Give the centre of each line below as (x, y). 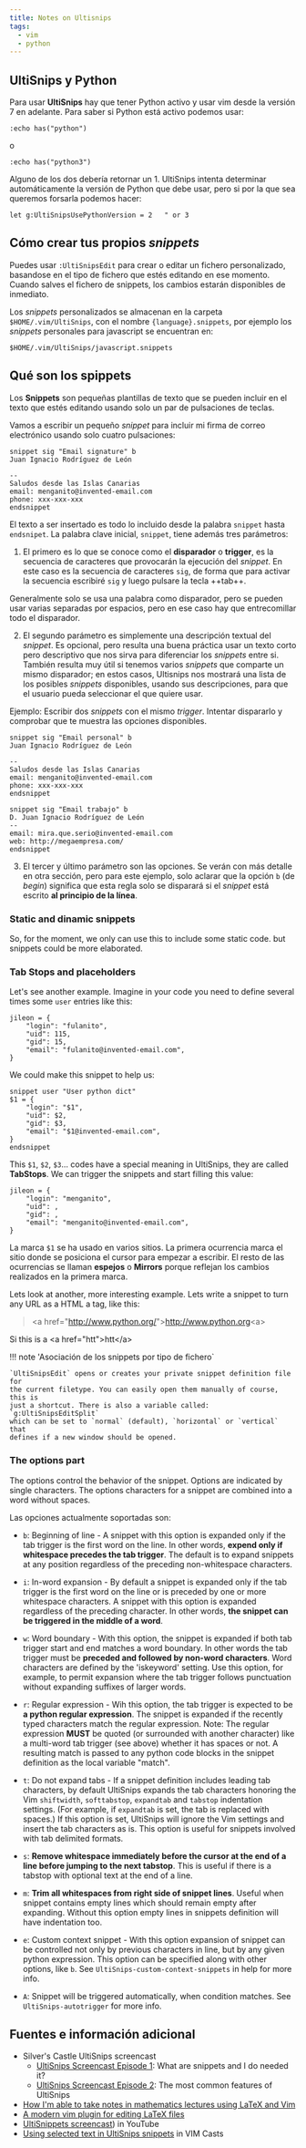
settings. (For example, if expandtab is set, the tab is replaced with (146, 1809)
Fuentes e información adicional (102, 2034)
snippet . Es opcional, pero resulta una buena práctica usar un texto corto (159, 645)
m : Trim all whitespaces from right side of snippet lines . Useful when (153, 1893)
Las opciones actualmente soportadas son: (90, 1517)
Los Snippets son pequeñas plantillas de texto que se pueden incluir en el (148, 398)
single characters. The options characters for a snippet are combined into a (151, 1490)
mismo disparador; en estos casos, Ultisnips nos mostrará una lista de (154, 674)
